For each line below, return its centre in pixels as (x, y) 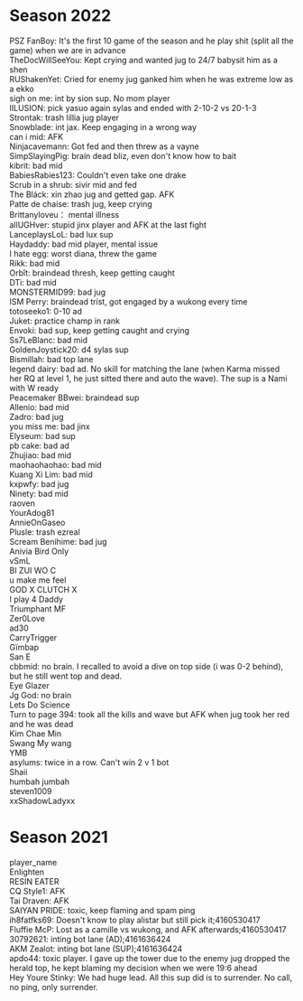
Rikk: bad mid (35, 263)
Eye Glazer (29, 685)
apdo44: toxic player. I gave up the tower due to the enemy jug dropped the (150, 958)
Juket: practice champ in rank (64, 321)
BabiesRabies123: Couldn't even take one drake (98, 175)
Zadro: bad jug (37, 416)
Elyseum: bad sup (43, 435)
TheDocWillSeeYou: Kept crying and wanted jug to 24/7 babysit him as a (143, 60)
